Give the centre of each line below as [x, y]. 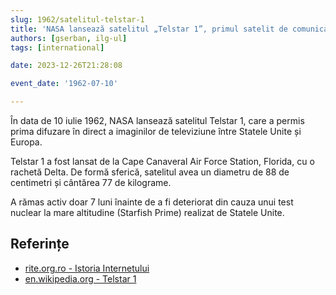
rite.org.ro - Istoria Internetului [87, 268]
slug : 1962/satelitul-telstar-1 [77, 19]
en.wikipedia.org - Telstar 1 [80, 278]
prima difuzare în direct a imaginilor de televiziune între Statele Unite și [156, 131]
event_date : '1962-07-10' [64, 84]
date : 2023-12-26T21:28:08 [66, 66]
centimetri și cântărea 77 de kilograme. [91, 182]
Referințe [40, 244]
